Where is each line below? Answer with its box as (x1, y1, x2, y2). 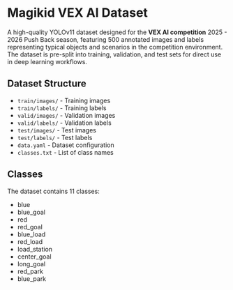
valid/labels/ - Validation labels (17, 119, 112, 127)
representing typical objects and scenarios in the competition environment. (7, 43, 223, 51)
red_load (17, 237, 43, 245)
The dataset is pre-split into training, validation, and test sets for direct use (7, 50, 222, 59)
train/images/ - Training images (17, 96, 111, 105)
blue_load (17, 230, 46, 238)
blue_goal (17, 208, 45, 216)
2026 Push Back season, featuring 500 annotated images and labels (7, 35, 204, 43)
